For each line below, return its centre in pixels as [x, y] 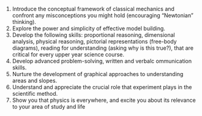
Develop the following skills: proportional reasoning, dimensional [94, 35]
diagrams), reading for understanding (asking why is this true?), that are [103, 48]
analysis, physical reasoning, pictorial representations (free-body [94, 41]
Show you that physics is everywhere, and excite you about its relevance [104, 100]
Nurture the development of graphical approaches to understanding [98, 74]
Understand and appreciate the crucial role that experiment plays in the [102, 87]
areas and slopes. [35, 80]
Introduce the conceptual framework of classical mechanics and [93, 9]
